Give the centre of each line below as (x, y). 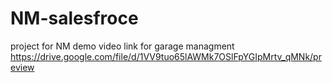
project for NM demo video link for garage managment (122, 46)
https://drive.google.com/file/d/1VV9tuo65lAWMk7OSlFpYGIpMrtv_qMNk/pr (166, 56)
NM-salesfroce (74, 18)
